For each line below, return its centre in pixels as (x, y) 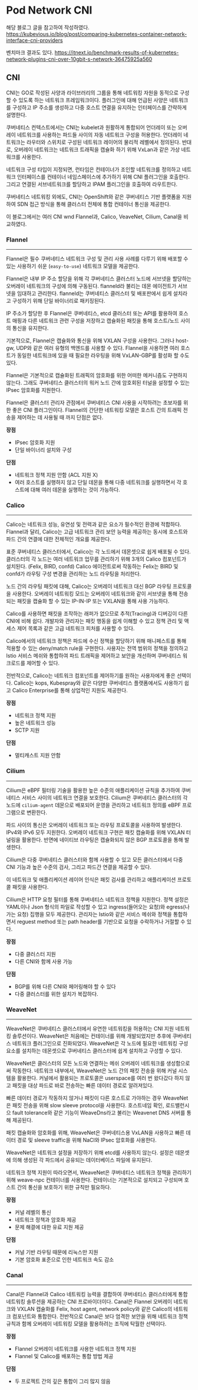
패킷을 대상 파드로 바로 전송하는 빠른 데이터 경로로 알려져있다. (83, 1085)
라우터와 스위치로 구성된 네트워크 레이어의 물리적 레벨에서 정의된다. (103, 142)
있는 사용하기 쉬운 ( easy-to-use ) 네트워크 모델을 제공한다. (73, 266)
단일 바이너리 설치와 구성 (43, 450)
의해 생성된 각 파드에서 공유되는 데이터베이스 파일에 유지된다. (82, 1160)
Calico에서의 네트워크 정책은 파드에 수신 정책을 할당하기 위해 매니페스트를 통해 (96, 641)
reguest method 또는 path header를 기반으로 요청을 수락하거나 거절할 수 (101, 921)
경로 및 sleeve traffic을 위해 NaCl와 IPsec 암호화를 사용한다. (87, 1140)
